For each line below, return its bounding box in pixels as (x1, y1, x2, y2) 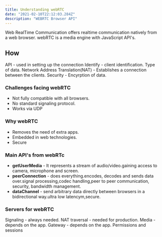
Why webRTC (5, 118, 38, 125)
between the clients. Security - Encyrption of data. (5, 72, 106, 78)
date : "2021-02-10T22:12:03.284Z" (5, 12, 76, 17)
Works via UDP (12, 106, 43, 112)
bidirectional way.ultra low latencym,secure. (12, 194, 101, 200)
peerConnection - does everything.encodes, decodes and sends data (12, 173, 154, 179)
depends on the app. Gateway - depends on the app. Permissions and (5, 222, 146, 228)
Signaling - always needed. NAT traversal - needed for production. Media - (5, 217, 156, 223)
